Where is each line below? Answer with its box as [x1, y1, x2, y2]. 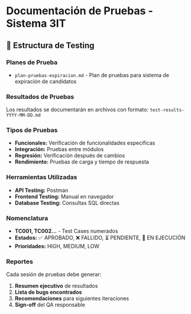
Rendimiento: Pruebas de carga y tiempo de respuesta [14, 158, 150, 165]
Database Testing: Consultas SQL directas [14, 199, 120, 206]
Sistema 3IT [6, 17, 66, 30]
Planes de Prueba [6, 58, 58, 66]
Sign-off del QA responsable [14, 301, 86, 309]
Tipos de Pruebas [6, 126, 58, 134]
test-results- [150, 107, 184, 113]
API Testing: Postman [14, 187, 69, 194]
